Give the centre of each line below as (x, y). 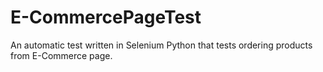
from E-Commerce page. (61, 55)
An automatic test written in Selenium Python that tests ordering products (161, 45)
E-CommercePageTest (106, 17)
